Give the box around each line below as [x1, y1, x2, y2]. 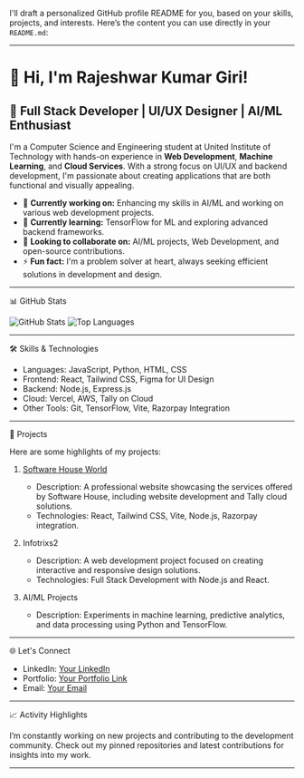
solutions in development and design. [22, 269, 163, 279]
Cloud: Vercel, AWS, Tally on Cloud [22, 394, 154, 404]
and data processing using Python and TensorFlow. [35, 619, 228, 629]
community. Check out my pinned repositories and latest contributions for [9, 740, 285, 751]
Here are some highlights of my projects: [9, 446, 161, 457]
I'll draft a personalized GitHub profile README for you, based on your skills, [9, 8, 294, 18]
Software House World [22, 464, 108, 474]
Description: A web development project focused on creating [35, 555, 264, 566]
